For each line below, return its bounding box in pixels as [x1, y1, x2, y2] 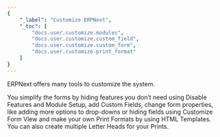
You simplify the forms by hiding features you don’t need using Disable [7, 93, 207, 101]
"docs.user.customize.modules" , [32, 29, 125, 36]
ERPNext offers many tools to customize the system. [7, 79, 156, 88]
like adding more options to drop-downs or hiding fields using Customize [7, 108, 213, 116]
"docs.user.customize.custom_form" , [32, 42, 136, 49]
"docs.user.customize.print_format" [32, 49, 136, 55]
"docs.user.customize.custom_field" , [32, 36, 139, 42]
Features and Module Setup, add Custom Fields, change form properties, [7, 100, 214, 108]
